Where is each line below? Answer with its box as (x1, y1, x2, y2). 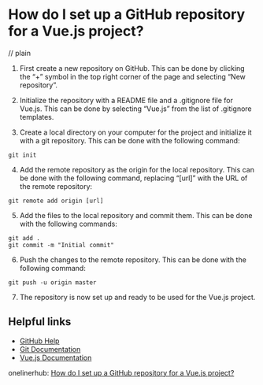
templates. (19, 112, 54, 121)
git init (8, 151, 37, 159)
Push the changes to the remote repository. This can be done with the (19, 254, 246, 265)
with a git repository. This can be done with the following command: (19, 135, 240, 145)
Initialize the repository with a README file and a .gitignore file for (19, 95, 234, 105)
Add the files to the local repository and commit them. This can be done (19, 210, 253, 220)
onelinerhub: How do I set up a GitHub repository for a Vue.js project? (8, 368, 235, 377)
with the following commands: (19, 219, 118, 228)
